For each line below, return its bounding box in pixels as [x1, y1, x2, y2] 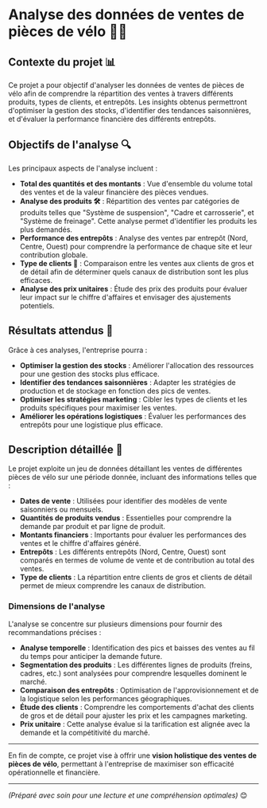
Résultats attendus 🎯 [8, 324, 114, 338]
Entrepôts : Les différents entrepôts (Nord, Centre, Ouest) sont [19, 547, 226, 557]
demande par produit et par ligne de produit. [19, 522, 165, 531]
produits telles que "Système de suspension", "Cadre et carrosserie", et [19, 207, 254, 217]
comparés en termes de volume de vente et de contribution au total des [19, 555, 255, 565]
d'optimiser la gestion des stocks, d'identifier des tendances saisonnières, [8, 106, 252, 115]
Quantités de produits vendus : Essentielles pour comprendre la [19, 513, 232, 523]
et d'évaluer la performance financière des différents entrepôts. [8, 114, 216, 124]
